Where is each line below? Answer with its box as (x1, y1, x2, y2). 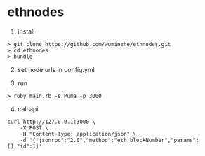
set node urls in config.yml (17, 65, 95, 73)
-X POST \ (20, 124, 49, 132)
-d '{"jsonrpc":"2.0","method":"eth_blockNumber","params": (20, 136, 199, 143)
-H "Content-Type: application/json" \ (20, 130, 137, 137)
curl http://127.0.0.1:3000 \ (7, 118, 96, 125)
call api (17, 104, 39, 113)
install (17, 27, 35, 36)
